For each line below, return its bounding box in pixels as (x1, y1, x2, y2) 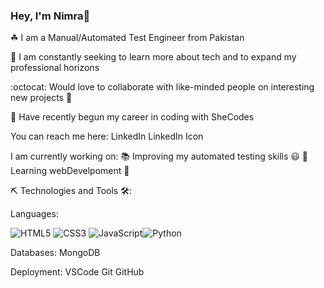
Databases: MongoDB (10, 247, 101, 259)
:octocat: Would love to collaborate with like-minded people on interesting (10, 81, 315, 93)
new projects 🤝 (10, 92, 73, 104)
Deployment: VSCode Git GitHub (10, 266, 145, 278)
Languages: (10, 208, 59, 220)
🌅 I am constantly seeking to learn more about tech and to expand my (10, 51, 297, 63)
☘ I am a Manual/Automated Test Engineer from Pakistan (10, 32, 245, 44)
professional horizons (10, 62, 100, 74)
